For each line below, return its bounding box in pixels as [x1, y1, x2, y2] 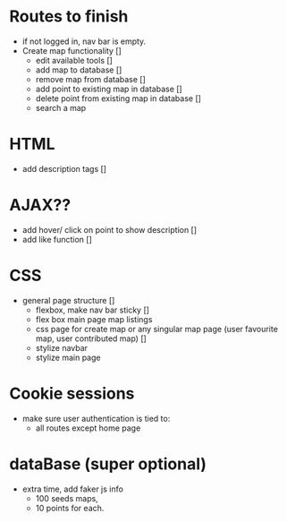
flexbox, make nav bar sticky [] [35, 304, 150, 315]
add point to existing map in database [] [35, 83, 182, 94]
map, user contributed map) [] [35, 333, 148, 344]
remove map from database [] [35, 73, 146, 84]
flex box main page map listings [35, 313, 153, 324]
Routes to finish [9, 6, 129, 27]
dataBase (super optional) [9, 454, 207, 474]
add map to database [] [35, 64, 122, 75]
